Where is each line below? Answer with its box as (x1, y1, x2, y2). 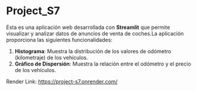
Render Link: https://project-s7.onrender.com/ (6, 78, 118, 85)
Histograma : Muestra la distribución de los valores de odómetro (14, 47, 172, 54)
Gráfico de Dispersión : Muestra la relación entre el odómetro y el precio (14, 60, 191, 67)
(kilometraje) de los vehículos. (14, 54, 89, 61)
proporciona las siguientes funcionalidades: (6, 36, 112, 43)
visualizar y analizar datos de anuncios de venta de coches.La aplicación (6, 30, 184, 37)
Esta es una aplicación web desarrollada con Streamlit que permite (6, 24, 170, 31)
